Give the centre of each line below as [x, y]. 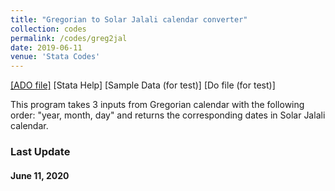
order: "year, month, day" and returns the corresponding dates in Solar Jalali [168, 115]
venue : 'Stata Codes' [55, 57]
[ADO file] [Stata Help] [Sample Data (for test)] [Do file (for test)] [143, 85]
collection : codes [48, 29]
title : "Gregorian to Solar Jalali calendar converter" [129, 19]
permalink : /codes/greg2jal [69, 38]
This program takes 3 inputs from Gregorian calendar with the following [157, 105]
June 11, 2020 [40, 175]
